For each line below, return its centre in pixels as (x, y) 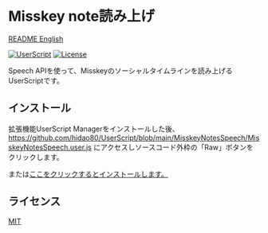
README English (36, 39)
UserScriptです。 (36, 80)
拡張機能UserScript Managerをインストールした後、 (94, 129)
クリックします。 (36, 157)
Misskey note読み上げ (82, 16)
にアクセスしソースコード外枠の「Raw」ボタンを (173, 147)
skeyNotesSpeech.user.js (50, 147)
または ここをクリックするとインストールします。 (89, 174)
